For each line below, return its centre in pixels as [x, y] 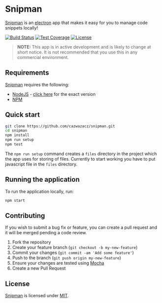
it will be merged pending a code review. [46, 233]
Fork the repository [32, 242]
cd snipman [16, 131]
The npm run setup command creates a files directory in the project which [81, 154]
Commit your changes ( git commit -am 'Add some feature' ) [73, 253]
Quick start [23, 115]
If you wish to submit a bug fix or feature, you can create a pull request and [81, 227]
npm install [17, 135]
